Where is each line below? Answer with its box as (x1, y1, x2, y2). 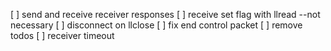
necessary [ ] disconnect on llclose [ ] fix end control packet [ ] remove (10, 19, 303, 31)
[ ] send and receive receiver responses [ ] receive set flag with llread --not (10, 9, 321, 20)
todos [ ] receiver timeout (10, 30, 115, 41)
